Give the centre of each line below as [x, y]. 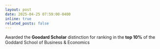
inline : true [18, 19]
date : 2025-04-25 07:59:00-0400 [38, 14]
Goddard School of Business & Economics [48, 43]
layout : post [18, 10]
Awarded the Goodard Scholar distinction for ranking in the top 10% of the [80, 37]
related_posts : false [27, 23]
